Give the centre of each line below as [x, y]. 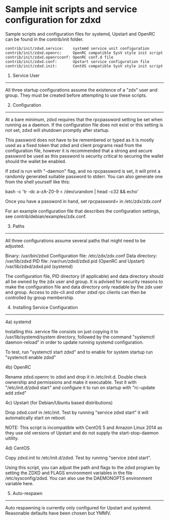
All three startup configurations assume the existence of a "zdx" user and [81, 90]
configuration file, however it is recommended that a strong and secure [79, 151]
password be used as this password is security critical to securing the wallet [84, 156]
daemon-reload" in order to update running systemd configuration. [74, 342]
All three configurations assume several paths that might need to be [75, 241]
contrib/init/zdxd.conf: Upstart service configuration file [77, 61]
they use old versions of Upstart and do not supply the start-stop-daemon [82, 433]
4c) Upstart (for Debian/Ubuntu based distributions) [59, 402]
